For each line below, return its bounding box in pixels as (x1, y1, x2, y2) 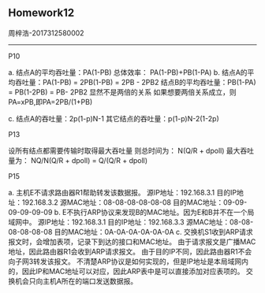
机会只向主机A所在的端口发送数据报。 (14, 276, 138, 286)
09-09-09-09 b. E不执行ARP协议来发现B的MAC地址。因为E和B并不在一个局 (8, 207, 255, 217)
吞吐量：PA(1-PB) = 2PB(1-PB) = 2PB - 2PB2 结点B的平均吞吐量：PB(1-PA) (14, 77, 256, 87)
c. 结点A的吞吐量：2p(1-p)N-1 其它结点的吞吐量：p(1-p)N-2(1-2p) (8, 113, 219, 123)
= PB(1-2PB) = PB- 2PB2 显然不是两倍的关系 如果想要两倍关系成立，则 (8, 87, 237, 97)
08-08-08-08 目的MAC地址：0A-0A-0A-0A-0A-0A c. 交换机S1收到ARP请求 (8, 227, 254, 236)
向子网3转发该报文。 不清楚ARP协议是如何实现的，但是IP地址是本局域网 (8, 256, 242, 266)
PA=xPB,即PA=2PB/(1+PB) (8, 97, 93, 106)
